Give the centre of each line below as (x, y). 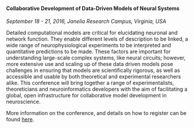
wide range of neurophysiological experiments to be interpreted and (89, 45)
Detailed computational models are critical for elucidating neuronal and (92, 33)
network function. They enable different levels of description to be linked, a (97, 39)
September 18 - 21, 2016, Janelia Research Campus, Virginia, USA (86, 21)
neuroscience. (24, 102)
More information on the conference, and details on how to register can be (96, 113)
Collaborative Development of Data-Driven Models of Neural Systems (93, 8)
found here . (20, 119)
